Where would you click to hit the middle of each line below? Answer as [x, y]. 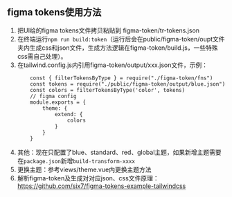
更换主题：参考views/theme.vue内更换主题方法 [84, 169]
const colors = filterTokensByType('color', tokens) [108, 90]
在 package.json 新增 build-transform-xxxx [76, 160]
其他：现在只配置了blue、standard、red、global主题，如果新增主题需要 [119, 152]
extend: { [69, 114]
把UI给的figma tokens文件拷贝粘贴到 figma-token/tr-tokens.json [108, 30]
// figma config [53, 96]
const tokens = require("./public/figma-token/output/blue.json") [128, 84]
